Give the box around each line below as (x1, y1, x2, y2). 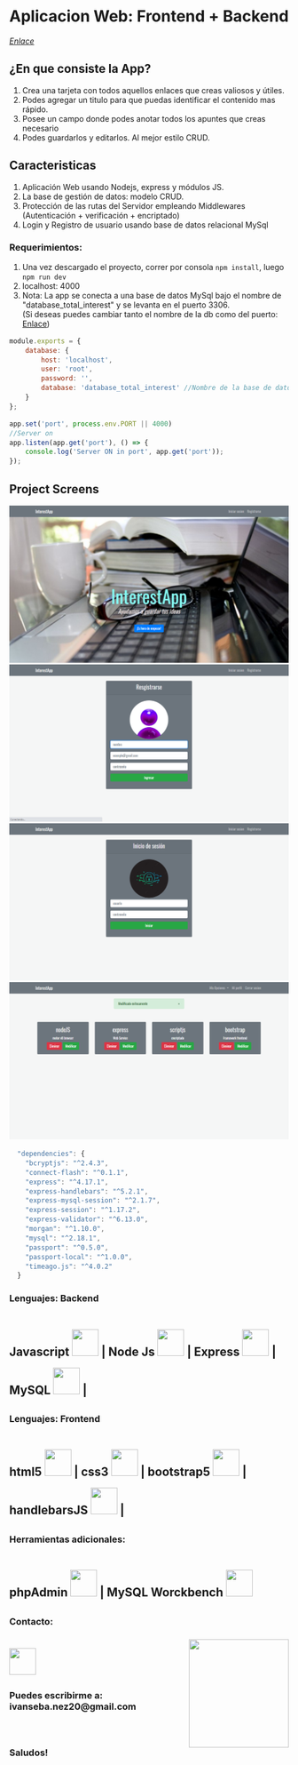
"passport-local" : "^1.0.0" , (25, 1252, 133, 1261)
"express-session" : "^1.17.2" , (25, 1206, 141, 1215)
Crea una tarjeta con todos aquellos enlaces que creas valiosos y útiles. (21, 84, 286, 95)
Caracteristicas (9, 158, 97, 173)
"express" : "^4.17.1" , (25, 1178, 109, 1186)
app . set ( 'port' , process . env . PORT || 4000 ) (9, 419, 173, 428)
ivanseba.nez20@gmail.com (9, 1700, 137, 1713)
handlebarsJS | (9, 1503, 125, 1518)
